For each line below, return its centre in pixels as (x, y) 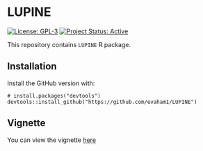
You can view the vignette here (51, 140)
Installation (32, 66)
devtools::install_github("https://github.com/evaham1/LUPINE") (102, 102)
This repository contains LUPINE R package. (69, 44)
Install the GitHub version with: (51, 83)
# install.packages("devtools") (54, 96)
